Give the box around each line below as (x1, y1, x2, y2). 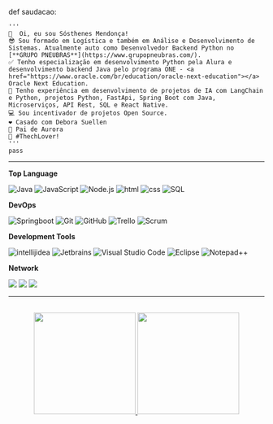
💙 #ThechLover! (8, 133, 60, 141)
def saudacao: (8, 7, 57, 16)
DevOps (8, 200, 37, 210)
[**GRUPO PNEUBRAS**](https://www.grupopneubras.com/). (8, 51, 201, 59)
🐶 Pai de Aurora (8, 125, 63, 133)
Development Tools (8, 232, 76, 241)
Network (8, 264, 39, 273)
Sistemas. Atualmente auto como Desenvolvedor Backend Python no (8, 44, 234, 52)
